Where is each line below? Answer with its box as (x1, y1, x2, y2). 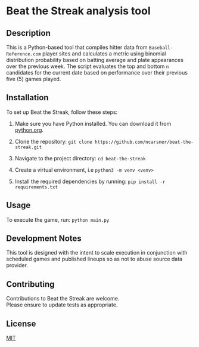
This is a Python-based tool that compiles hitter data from (6, 44, 148, 51)
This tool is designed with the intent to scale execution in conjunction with (6, 249, 188, 256)
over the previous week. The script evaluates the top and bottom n (6, 63, 169, 70)
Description (6, 28, 51, 38)
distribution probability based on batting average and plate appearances (6, 57, 184, 63)
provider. (6, 262, 29, 269)
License (6, 318, 36, 329)
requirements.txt (14, 184, 58, 190)
